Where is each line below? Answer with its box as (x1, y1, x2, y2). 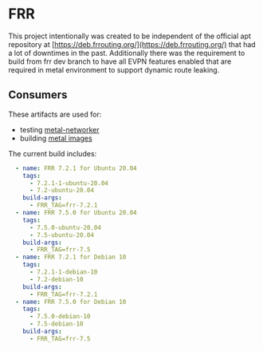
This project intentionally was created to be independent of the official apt (8, 31, 251, 41)
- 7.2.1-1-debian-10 (29, 268, 98, 276)
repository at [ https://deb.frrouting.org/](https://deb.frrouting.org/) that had (8, 39, 257, 49)
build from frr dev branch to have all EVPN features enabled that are (8, 57, 232, 66)
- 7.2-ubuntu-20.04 (29, 187, 94, 195)
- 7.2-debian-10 (29, 275, 84, 283)
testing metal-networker (19, 124, 100, 134)
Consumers (8, 89, 68, 102)
